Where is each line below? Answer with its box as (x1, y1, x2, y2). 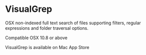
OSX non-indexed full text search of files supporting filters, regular (5, 20, 141, 26)
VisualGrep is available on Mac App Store (5, 44, 90, 50)
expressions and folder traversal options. (5, 25, 89, 31)
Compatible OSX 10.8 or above (5, 35, 68, 41)
